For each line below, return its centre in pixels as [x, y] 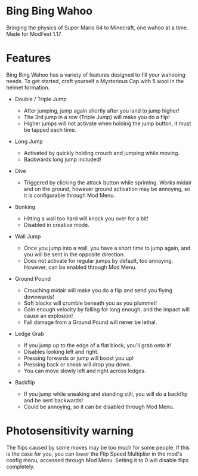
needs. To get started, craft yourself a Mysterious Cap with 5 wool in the [95, 81]
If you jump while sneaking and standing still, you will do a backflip [106, 394]
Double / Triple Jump [41, 99]
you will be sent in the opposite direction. [74, 254]
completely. [21, 466]
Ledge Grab [30, 333]
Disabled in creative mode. [56, 225]
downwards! [39, 296]
